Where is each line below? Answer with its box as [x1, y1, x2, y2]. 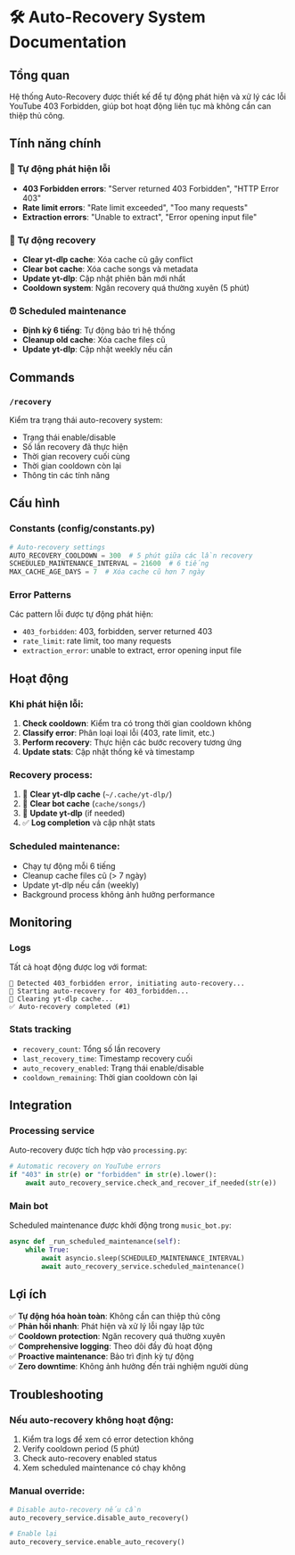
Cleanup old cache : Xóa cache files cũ [21, 335, 167, 345]
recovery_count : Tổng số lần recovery [21, 1043, 160, 1054]
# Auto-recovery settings [9, 542, 105, 551]
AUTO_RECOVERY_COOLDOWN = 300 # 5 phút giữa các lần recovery [9, 550, 253, 560]
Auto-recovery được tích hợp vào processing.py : [9, 1145, 188, 1155]
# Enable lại [9, 1529, 58, 1539]
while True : [25, 1245, 70, 1254]
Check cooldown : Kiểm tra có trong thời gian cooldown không [21, 718, 252, 729]
